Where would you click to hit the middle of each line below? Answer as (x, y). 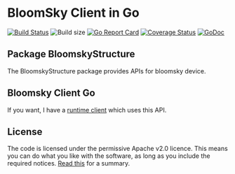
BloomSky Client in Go (74, 13)
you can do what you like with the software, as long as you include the (109, 156)
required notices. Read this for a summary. (69, 164)
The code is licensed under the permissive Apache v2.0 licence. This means (117, 149)
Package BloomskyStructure (71, 54)
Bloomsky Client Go (52, 93)
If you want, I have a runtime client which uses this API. (87, 110)
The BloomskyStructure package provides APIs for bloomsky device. (107, 71)
